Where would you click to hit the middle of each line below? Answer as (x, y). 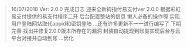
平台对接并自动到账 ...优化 (42, 38)
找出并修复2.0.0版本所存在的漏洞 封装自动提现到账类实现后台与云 (101, 31)
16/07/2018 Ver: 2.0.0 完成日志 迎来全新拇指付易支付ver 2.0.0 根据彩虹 (96, 9)
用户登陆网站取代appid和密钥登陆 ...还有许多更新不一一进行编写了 (90, 23)
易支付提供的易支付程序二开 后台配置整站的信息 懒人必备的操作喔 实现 (95, 16)
